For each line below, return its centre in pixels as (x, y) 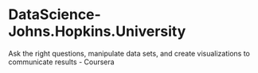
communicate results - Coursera (61, 62)
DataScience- (55, 15)
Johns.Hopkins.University (97, 31)
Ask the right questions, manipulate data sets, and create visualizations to (129, 53)
